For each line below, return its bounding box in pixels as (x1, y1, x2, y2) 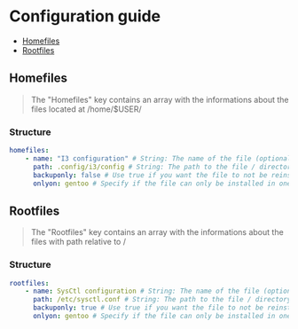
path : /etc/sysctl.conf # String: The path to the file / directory (32, 295, 292, 304)
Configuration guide (9, 6, 161, 27)
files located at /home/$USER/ (30, 104, 142, 114)
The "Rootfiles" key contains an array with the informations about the (30, 227, 284, 238)
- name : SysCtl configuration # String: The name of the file (25, 286, 260, 296)
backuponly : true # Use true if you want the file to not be (32, 303, 264, 312)
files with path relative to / (30, 237, 127, 247)
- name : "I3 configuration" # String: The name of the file (25, 153, 252, 163)
